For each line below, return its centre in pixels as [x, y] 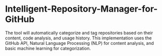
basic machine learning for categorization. [48, 48]
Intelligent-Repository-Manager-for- [81, 9]
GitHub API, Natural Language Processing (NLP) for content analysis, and [80, 43]
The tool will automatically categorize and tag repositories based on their [79, 33]
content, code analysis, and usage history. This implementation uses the [78, 38]
